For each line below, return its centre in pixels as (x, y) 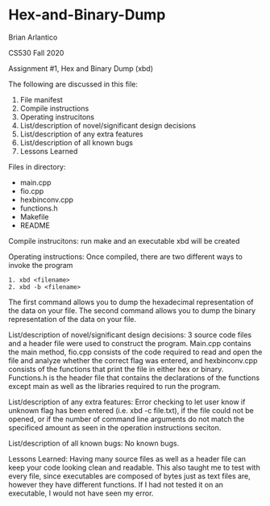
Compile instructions (54, 108)
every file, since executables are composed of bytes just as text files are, (130, 476)
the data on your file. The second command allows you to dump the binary (132, 310)
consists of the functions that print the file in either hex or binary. (116, 369)
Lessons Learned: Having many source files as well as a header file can (127, 458)
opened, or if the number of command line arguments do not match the (127, 419)
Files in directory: (37, 166)
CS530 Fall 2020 (36, 52)
